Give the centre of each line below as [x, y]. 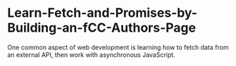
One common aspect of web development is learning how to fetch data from [118, 47]
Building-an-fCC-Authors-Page [101, 28]
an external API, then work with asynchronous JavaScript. [91, 55]
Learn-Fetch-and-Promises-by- [103, 13]
